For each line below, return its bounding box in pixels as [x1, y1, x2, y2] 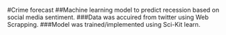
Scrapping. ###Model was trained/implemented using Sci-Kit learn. [7, 21, 201, 28]
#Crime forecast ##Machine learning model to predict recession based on [7, 6, 220, 14]
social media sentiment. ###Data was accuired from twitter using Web [7, 13, 209, 21]
